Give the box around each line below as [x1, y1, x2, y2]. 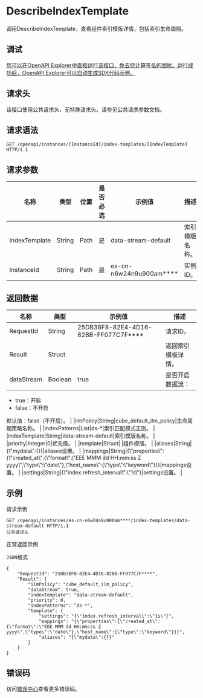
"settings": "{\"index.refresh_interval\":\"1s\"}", [38, 613, 174, 619]
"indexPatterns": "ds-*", [28, 603, 94, 609]
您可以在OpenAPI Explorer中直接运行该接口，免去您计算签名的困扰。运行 [6, 62, 188, 69]
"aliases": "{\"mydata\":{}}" [38, 634, 115, 640]
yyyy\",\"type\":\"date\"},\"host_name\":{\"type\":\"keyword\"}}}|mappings [6, 461, 187, 468]
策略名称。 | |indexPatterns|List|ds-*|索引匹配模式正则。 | [11, 425, 155, 431]
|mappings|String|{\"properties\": [82, 447, 164, 454]
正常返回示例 [6, 540, 38, 548]
